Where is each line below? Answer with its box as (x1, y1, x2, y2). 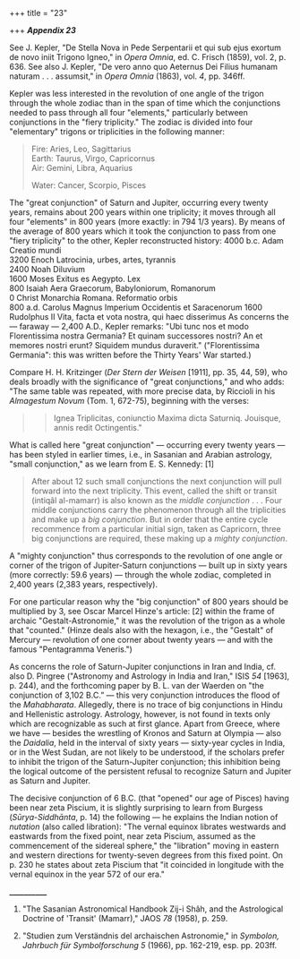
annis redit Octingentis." (53, 423, 143, 432)
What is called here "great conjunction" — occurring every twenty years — (9, 440, 286, 450)
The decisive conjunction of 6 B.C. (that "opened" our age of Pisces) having (9, 792, 289, 803)
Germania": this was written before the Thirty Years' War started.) (9, 349, 253, 360)
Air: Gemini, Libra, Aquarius (30, 163, 133, 173)
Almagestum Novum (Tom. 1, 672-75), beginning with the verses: (9, 396, 249, 406)
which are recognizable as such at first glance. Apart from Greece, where (9, 718, 280, 729)
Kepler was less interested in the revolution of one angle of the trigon (9, 89, 264, 98)
